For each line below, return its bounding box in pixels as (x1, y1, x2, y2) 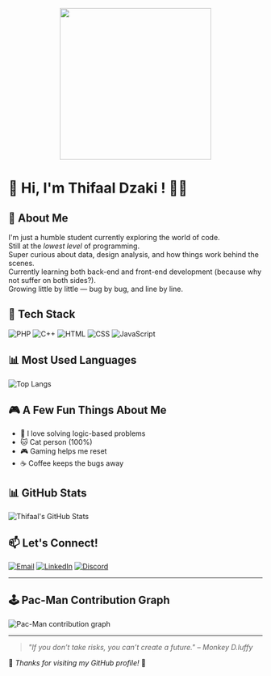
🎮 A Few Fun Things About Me (8, 403, 167, 417)
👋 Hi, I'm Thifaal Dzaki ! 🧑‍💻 (8, 179, 188, 197)
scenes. (8, 259, 35, 268)
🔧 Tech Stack (8, 307, 76, 321)
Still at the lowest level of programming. (8, 241, 140, 251)
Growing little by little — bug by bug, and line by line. (8, 284, 184, 294)
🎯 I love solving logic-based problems (19, 429, 146, 438)
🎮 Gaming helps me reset (19, 446, 107, 456)
